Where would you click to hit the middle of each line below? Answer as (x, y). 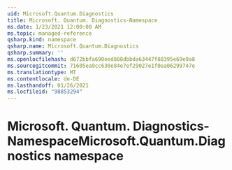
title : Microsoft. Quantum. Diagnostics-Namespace (82, 20)
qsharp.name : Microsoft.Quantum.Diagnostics (73, 46)
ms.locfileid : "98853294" (45, 92)
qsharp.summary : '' (36, 53)
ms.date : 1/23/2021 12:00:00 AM (54, 27)
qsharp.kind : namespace (42, 40)
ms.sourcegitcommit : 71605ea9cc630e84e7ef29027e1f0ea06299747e (101, 66)
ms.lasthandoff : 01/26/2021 (48, 85)
